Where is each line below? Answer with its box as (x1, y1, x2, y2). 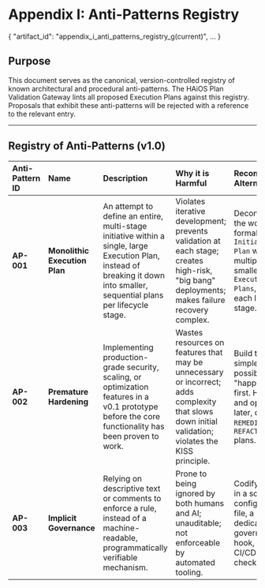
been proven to (103, 430, 159, 441)
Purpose (8, 54, 51, 68)
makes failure (175, 294, 226, 305)
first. (233, 387, 251, 398)
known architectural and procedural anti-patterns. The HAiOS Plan (8, 84, 224, 93)
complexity (175, 396, 217, 407)
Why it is (175, 167, 210, 178)
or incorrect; (175, 376, 222, 388)
